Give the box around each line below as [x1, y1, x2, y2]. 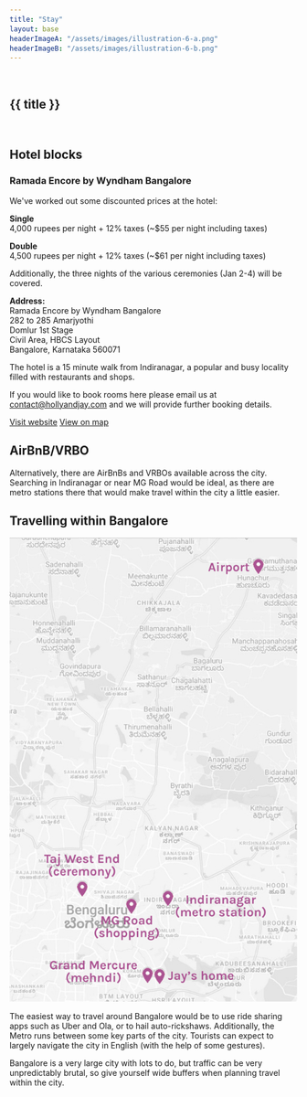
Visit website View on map [9, 416, 110, 427]
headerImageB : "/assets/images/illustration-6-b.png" [9, 44, 219, 53]
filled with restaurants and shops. [9, 371, 135, 382]
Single [9, 213, 35, 224]
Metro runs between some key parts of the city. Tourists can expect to [9, 1029, 274, 1041]
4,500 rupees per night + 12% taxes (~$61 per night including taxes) [9, 250, 267, 261]
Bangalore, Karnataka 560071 [9, 344, 121, 355]
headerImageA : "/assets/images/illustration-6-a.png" [9, 34, 219, 43]
